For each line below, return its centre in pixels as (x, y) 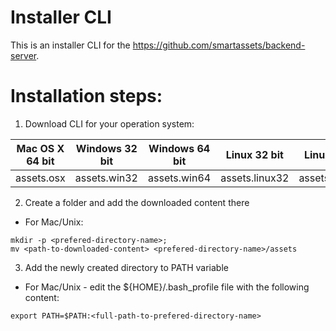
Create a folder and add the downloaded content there (137, 202)
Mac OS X (40, 148)
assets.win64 (180, 178)
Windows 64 (179, 148)
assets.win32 (106, 178)
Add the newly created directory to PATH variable (126, 267)
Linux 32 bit (254, 154)
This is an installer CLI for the (70, 45)
